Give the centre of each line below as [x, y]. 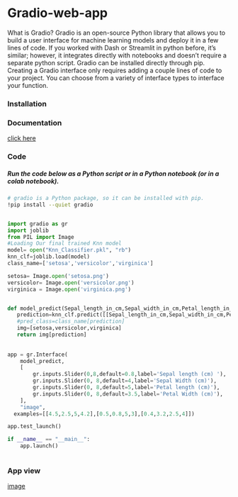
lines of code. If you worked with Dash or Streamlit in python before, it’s [112, 48]
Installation [27, 104]
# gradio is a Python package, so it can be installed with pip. [106, 199]
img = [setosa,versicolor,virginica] [69, 328]
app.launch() [39, 446]
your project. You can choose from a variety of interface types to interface [116, 78]
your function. [28, 85]
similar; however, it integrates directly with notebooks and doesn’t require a [117, 55]
